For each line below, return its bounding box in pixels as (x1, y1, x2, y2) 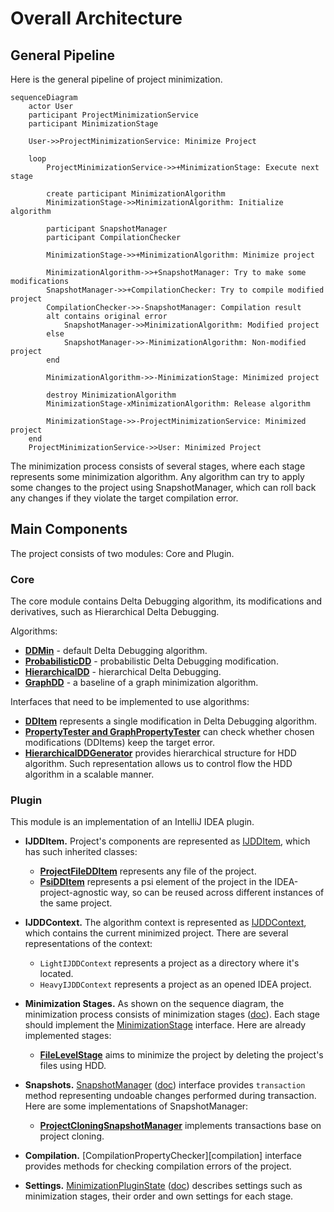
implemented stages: (24, 1030, 112, 1042)
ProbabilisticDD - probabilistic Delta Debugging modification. (24, 655, 279, 667)
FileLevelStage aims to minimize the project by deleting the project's (39, 1049, 324, 1061)
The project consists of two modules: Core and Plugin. (10, 547, 235, 559)
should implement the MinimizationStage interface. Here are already (24, 1019, 307, 1031)
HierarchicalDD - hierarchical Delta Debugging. (24, 666, 222, 678)
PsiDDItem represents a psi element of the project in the (39, 876, 273, 888)
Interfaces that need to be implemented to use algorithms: (10, 696, 250, 708)
